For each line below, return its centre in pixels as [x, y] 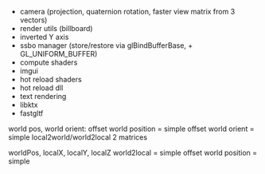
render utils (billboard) [56, 28]
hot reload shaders [51, 79]
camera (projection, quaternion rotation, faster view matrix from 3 [127, 12]
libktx [29, 105]
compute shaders [49, 62]
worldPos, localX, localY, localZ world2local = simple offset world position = [132, 152]
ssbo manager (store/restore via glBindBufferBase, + [106, 45]
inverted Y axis [44, 37]
